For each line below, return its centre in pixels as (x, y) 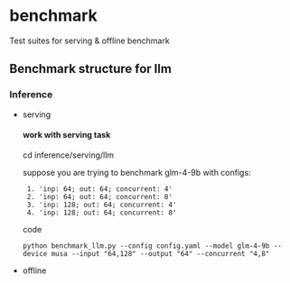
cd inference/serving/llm (68, 155)
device (35, 253)
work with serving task (66, 135)
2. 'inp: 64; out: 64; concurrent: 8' (100, 196)
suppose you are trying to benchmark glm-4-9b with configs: (136, 172)
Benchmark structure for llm (90, 69)
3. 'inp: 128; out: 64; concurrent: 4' (102, 205)
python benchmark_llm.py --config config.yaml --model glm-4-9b (146, 246)
